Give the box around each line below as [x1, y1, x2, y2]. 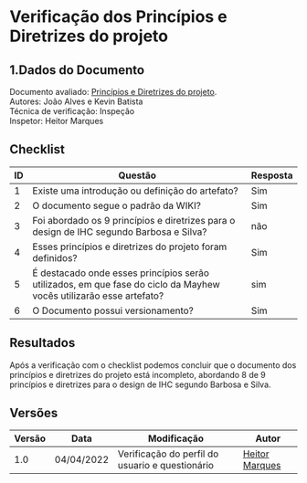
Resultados [9, 335, 76, 351]
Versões [9, 405, 58, 421]
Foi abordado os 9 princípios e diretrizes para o [32, 214, 236, 226]
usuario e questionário [117, 459, 215, 472]
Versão [14, 432, 47, 445]
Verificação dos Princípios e [9, 6, 228, 27]
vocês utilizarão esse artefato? [32, 289, 164, 302]
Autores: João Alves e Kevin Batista [9, 96, 143, 107]
